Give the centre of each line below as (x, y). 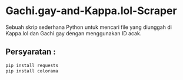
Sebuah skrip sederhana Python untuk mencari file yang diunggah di (89, 27)
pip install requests (32, 65)
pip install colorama (32, 71)
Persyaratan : (31, 52)
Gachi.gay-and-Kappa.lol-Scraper (91, 11)
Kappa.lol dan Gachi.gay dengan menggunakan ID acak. (74, 33)
